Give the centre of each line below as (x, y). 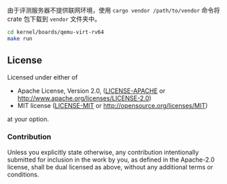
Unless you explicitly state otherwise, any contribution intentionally (103, 152)
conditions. (23, 174)
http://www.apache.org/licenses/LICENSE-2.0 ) (84, 98)
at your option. (28, 119)
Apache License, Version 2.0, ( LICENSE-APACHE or (91, 91)
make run (20, 38)
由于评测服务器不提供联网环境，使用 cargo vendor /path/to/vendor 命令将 (114, 10)
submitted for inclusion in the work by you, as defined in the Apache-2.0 (111, 160)
